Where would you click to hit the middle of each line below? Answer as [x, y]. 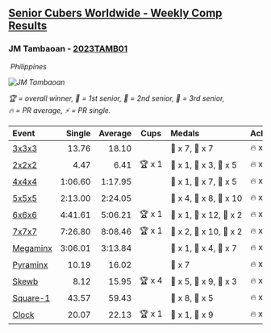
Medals [185, 133]
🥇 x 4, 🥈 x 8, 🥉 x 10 [206, 198]
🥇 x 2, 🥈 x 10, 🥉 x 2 [206, 231]
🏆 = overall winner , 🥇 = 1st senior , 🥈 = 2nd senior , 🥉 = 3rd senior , [117, 98]
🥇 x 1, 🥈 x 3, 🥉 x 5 [204, 165]
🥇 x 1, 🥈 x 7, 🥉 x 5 [204, 182]
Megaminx [32, 248]
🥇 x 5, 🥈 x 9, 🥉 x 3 [204, 281]
